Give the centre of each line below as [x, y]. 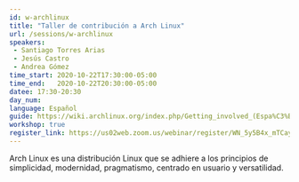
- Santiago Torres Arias [59, 51]
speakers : [28, 42]
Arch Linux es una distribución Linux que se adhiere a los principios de [139, 158]
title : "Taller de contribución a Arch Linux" [97, 26]
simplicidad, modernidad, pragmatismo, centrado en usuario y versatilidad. [146, 167]
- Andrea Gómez [41, 67]
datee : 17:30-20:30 [45, 91]
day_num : [25, 100]
